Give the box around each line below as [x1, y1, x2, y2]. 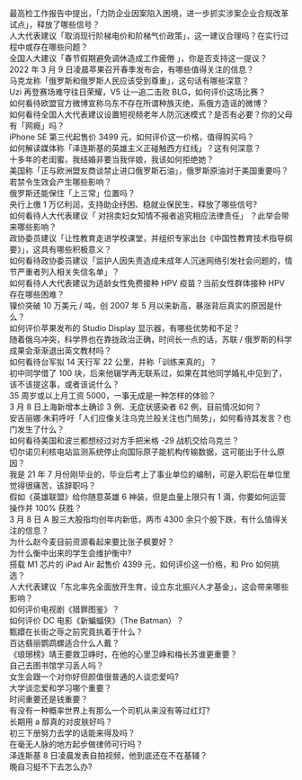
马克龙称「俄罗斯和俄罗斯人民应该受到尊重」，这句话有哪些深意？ [9, 76, 250, 85]
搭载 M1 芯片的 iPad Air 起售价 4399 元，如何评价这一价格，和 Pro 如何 [9, 559, 272, 569]
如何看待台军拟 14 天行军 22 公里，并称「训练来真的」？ [9, 356, 218, 367]
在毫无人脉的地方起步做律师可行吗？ [9, 739, 144, 749]
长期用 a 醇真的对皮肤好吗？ [9, 716, 113, 727]
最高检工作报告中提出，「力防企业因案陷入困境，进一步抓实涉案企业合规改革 [9, 8, 289, 18]
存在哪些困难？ [9, 289, 65, 300]
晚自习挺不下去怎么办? [9, 761, 93, 772]
